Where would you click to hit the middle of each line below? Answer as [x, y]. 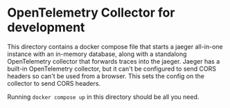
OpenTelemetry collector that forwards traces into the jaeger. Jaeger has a [114, 61]
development [46, 27]
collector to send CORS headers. [54, 83]
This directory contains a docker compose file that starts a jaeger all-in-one [115, 46]
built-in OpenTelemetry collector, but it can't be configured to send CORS [112, 69]
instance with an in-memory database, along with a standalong [97, 54]
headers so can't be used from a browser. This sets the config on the [106, 76]
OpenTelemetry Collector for [91, 13]
